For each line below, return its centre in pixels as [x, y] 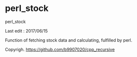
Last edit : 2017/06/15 [26, 31]
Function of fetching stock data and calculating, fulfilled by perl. [68, 40]
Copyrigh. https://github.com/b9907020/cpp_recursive [60, 49]
